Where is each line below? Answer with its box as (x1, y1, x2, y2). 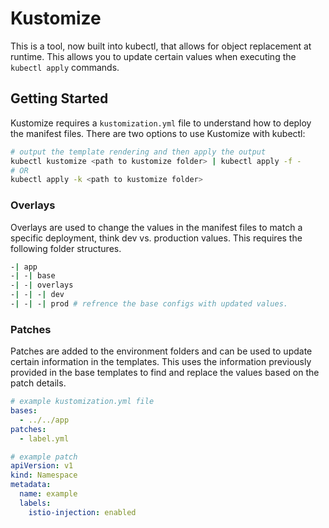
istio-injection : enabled (28, 507, 137, 517)
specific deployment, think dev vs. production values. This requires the (10, 232, 303, 244)
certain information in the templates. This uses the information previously (10, 356, 312, 368)
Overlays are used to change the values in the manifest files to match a (10, 221, 303, 233)
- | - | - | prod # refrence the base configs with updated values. (10, 299, 288, 309)
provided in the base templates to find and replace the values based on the (10, 367, 320, 379)
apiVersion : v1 (10, 461, 74, 471)
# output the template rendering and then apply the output (10, 147, 267, 157)
